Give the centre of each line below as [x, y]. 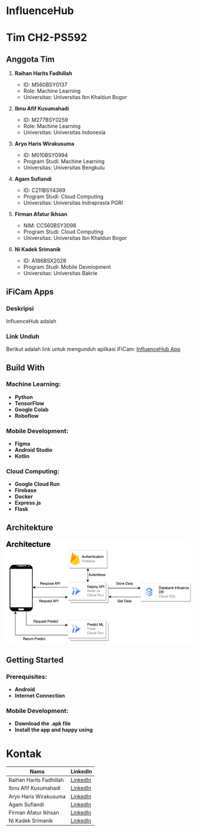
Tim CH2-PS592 [47, 38]
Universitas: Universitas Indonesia [64, 133]
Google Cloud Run [37, 484]
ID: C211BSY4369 [44, 190]
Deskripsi [20, 308]
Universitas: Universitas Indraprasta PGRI [73, 203]
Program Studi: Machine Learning [64, 161]
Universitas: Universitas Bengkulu [64, 168]
